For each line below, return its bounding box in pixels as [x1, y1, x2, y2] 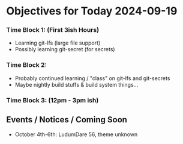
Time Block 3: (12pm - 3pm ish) [6, 96, 99, 104]
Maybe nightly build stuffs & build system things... [14, 81, 139, 88]
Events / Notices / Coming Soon [6, 114, 128, 125]
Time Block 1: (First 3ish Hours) [6, 26, 100, 34]
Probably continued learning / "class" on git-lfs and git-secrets [14, 74, 170, 82]
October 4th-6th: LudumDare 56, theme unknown [14, 131, 138, 138]
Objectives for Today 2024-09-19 [6, 4, 178, 18]
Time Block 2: [6, 61, 47, 69]
